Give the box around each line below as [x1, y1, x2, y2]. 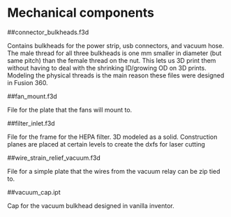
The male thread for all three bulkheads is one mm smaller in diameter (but [7, 49, 222, 57]
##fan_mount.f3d [7, 92, 57, 100]
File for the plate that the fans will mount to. [7, 105, 133, 114]
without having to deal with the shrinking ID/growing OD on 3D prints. [7, 63, 207, 72]
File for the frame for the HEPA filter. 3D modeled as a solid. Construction [7, 133, 218, 141]
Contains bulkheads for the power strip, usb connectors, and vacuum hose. [7, 41, 225, 50]
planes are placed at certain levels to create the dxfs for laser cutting [7, 140, 206, 148]
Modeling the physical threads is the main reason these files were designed [7, 71, 225, 80]
